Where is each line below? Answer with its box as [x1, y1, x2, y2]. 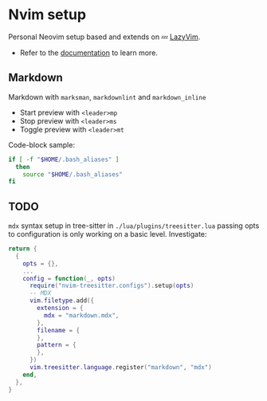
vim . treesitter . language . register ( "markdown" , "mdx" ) [29, 364, 213, 372]
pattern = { [37, 341, 77, 349]
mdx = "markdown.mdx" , [43, 311, 120, 320]
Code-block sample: [8, 140, 76, 149]
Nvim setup [8, 6, 86, 24]
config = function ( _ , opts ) [22, 274, 116, 282]
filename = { [37, 326, 80, 334]
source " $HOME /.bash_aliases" [22, 170, 124, 179]
